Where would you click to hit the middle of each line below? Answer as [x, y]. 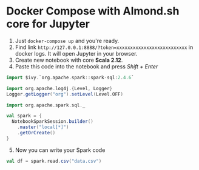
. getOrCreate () [36, 133]
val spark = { [24, 116]
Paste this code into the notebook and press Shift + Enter [86, 66]
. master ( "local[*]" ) [43, 127]
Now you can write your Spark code [60, 150]
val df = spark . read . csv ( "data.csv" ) [54, 161]
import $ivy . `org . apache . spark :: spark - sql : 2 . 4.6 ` [70, 77]
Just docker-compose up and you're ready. [67, 41]
